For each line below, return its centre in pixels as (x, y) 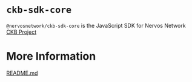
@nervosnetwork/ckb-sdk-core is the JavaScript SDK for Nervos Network (96, 25)
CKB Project (22, 32)
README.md (22, 73)
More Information (51, 56)
